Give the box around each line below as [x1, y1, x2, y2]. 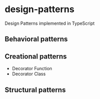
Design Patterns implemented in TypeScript [5, 20, 95, 26]
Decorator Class [12, 71, 46, 77]
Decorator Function [12, 66, 52, 72]
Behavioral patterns [5, 35, 68, 43]
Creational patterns [5, 52, 67, 61]
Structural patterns [5, 85, 66, 94]
